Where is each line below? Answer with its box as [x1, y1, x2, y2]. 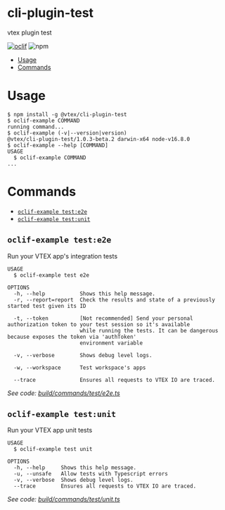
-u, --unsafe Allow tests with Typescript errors [13, 471, 169, 478]
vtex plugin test [7, 28, 52, 37]
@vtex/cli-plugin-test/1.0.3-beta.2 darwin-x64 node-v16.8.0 [7, 135, 191, 142]
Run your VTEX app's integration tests [7, 251, 118, 260]
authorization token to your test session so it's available [7, 321, 191, 328]
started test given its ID [7, 302, 86, 309]
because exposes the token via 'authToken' [7, 333, 137, 340]
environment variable [79, 340, 143, 347]
